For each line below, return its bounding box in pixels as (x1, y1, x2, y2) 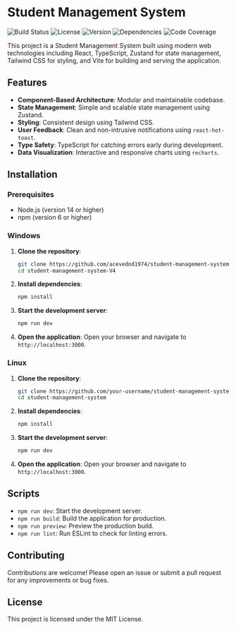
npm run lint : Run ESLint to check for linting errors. (17, 529, 168, 537)
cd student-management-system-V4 (17, 267, 116, 274)
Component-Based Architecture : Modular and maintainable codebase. (17, 95, 225, 104)
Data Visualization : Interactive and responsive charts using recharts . (17, 148, 220, 156)
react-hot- (192, 126, 225, 134)
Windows (7, 231, 41, 241)
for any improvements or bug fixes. (7, 576, 109, 584)
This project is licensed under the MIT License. (7, 615, 144, 624)
